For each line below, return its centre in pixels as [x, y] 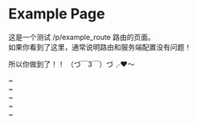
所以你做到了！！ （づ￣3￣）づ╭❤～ [72, 64]
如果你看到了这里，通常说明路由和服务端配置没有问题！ [100, 47]
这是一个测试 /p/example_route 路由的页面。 [82, 37]
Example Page [57, 14]
